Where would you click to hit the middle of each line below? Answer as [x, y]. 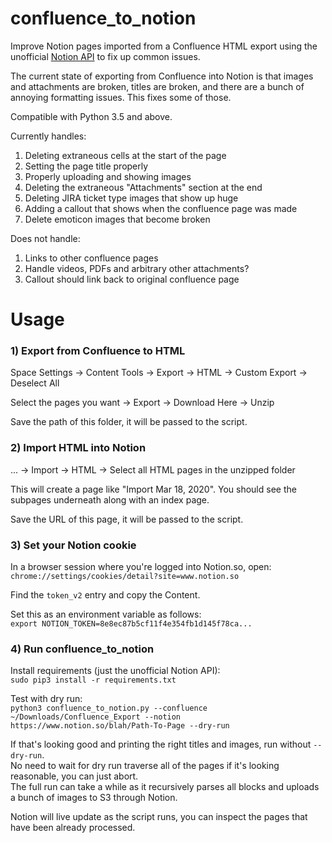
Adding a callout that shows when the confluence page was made [161, 208]
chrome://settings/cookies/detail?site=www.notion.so [125, 577]
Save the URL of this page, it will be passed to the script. [127, 519]
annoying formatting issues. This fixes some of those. [121, 97]
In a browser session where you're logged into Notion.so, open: [141, 567]
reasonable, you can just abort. [74, 776]
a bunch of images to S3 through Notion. [94, 798]
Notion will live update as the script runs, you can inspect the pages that [159, 817]
